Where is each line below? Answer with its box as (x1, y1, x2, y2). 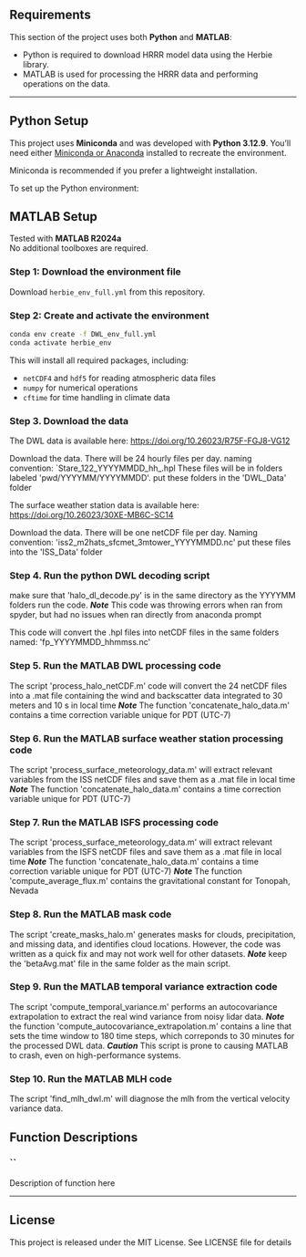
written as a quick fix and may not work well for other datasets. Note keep (9, 948, 288, 959)
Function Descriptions (9, 1129, 138, 1145)
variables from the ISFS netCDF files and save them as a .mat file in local (9, 847, 282, 857)
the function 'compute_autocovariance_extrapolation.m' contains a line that (9, 1021, 292, 1032)
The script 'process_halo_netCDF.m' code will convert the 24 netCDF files (9, 680, 288, 691)
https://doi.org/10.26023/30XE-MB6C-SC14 (9, 510, 174, 521)
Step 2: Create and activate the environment (9, 309, 209, 322)
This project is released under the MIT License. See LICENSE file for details (9, 1236, 292, 1248)
